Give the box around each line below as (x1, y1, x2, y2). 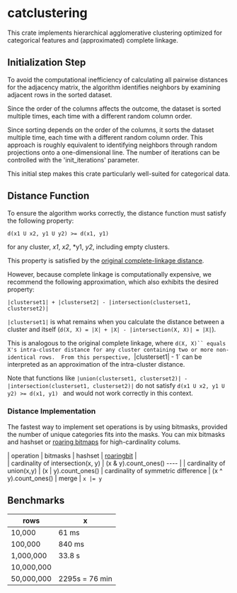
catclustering (7, 5, 88, 21)
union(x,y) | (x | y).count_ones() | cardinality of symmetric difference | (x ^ (7, 466, 223, 475)
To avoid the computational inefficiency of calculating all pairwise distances (7, 75, 229, 84)
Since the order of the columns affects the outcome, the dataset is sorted (7, 104, 221, 113)
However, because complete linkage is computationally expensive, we (7, 270, 212, 278)
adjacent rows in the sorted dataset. (7, 90, 112, 99)
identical (7, 353, 37, 361)
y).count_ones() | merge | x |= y (7, 474, 103, 482)
